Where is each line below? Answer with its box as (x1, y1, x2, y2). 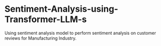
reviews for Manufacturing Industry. (4, 35, 77, 41)
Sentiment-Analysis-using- (4, 3, 119, 15)
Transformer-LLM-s (4, 14, 87, 25)
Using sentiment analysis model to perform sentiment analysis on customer (4, 30, 157, 36)
